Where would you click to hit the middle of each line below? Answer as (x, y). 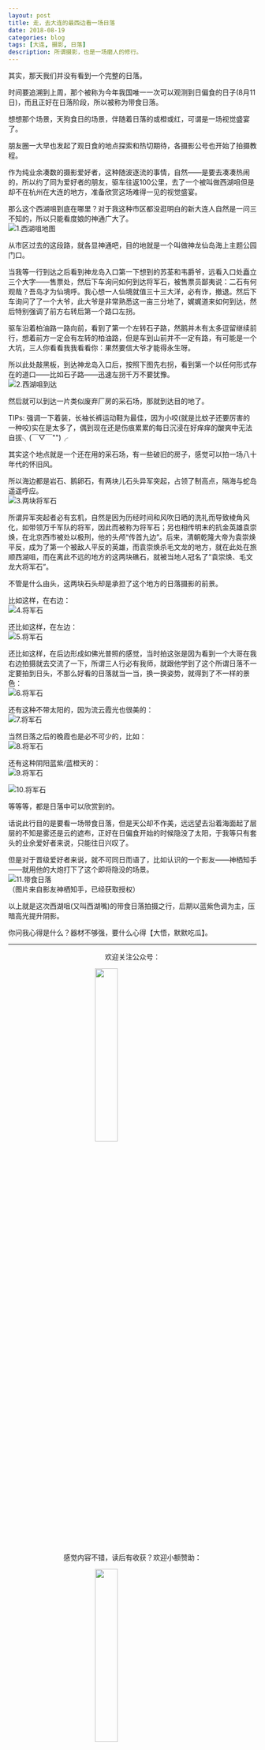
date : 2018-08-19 (37, 30)
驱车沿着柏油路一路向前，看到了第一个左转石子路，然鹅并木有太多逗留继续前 (132, 328)
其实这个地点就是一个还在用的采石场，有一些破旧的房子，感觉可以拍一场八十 (132, 454)
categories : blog (37, 37)
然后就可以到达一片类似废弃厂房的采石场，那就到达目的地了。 (108, 401)
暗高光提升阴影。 (36, 916)
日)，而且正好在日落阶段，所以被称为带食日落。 (86, 102)
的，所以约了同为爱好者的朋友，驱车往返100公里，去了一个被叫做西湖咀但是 (131, 182)
